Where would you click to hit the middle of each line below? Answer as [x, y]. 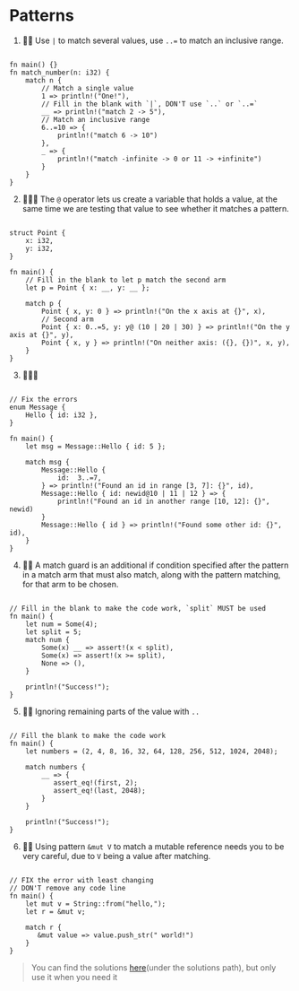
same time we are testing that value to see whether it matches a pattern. [155, 208]
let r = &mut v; [56, 911]
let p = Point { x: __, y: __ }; [88, 288]
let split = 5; [54, 632]
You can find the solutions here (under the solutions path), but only [154, 967]
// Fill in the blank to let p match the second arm [126, 280]
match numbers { [56, 767]
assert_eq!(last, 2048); [99, 790]
